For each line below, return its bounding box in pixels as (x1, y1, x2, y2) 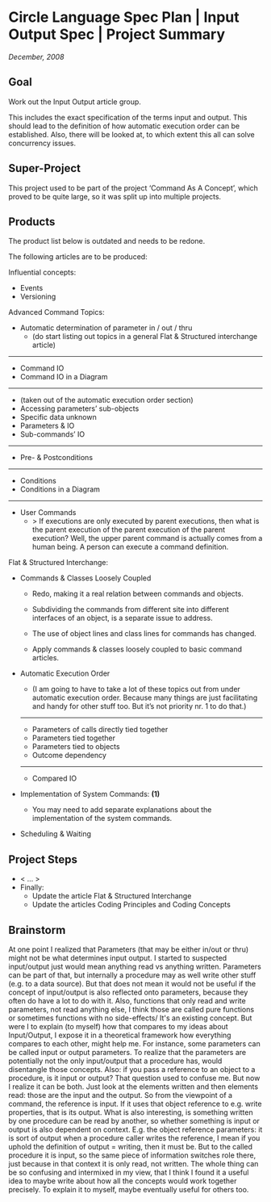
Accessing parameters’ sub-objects (19, 404, 140, 413)
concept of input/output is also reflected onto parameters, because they (8, 987, 248, 997)
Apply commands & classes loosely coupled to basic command (31, 644, 243, 654)
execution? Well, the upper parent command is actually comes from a (31, 534, 263, 543)
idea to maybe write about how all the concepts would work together (8, 1176, 237, 1186)
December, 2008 (8, 52, 65, 61)
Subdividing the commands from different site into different (31, 605, 229, 614)
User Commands (19, 508, 77, 517)
